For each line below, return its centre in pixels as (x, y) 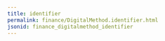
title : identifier (34, 14)
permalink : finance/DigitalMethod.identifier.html (83, 20)
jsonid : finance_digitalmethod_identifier (70, 26)
